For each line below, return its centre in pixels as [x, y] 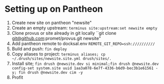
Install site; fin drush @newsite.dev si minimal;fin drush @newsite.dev [85, 63]
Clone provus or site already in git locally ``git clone [64, 33]
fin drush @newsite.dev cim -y [51, 72]
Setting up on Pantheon [54, 9]
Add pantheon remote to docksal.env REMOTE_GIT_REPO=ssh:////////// [83, 43]
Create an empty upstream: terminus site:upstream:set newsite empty [84, 28]
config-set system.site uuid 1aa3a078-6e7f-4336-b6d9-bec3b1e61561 [82, 68]
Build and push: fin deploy [39, 49]
